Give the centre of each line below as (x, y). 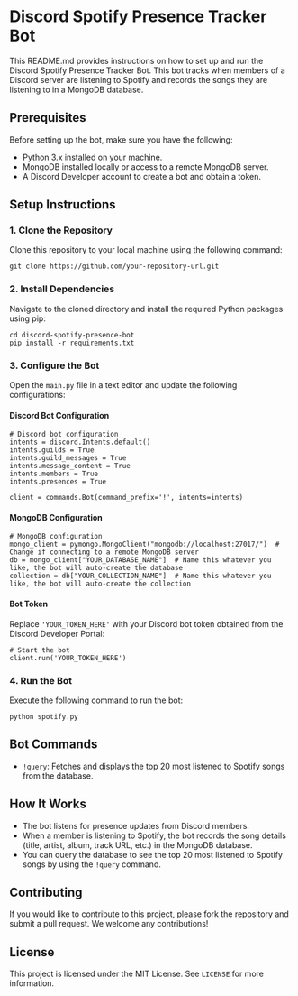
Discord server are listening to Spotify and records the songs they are (139, 79)
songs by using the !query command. (92, 864)
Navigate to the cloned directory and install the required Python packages (146, 309)
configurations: (37, 395)
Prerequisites (48, 118)
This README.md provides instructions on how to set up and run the (136, 60)
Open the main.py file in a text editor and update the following (123, 385)
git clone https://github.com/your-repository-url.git (114, 267)
